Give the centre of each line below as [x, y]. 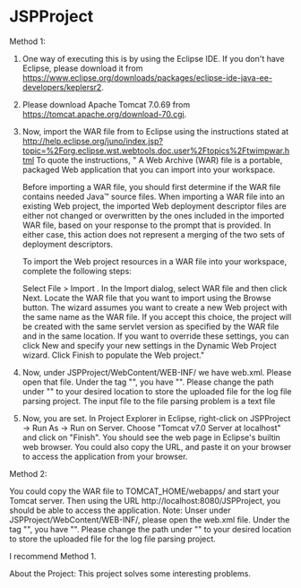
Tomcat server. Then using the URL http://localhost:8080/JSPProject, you [145, 500]
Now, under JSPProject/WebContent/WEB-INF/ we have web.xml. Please [157, 372]
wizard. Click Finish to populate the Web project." [113, 355]
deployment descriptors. [68, 244]
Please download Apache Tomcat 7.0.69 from [106, 104]
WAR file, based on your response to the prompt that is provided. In [146, 225]
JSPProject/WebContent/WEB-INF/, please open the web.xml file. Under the [150, 519]
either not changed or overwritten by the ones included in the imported [153, 215]
